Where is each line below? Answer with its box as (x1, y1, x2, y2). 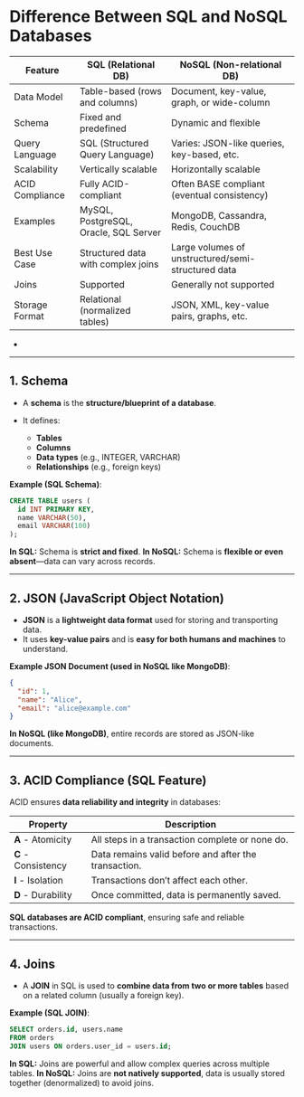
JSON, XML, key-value (171, 298, 270, 311)
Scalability (14, 163, 59, 175)
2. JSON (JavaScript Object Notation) (9, 591, 224, 606)
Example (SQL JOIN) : (9, 1007, 90, 1018)
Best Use (14, 246, 52, 259)
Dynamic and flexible (171, 116, 261, 128)
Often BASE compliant (171, 177, 265, 190)
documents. (9, 738, 54, 749)
